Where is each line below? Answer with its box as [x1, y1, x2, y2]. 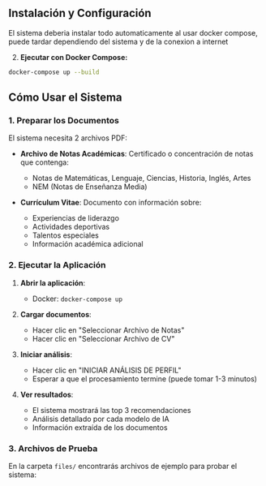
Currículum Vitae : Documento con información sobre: [19, 198, 202, 208]
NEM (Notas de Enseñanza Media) [32, 182, 148, 191]
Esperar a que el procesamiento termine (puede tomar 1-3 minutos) [32, 373, 258, 384]
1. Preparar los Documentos [8, 115, 119, 126]
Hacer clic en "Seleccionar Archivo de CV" [32, 333, 176, 343]
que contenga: [19, 157, 69, 167]
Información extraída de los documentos [32, 422, 168, 432]
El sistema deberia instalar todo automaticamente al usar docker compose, [8, 28, 258, 37]
